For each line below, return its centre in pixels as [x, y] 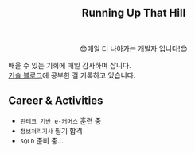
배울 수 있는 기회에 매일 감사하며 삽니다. [70, 65]
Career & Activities [56, 101]
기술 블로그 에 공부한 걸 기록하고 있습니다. [72, 75]
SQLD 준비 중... [42, 140]
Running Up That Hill [134, 13]
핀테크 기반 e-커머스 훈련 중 [60, 120]
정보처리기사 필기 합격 [51, 131]
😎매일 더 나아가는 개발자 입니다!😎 [134, 48]
